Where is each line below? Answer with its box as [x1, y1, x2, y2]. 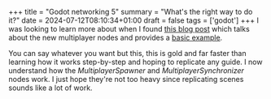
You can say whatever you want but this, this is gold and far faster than [8, 49, 247, 58]
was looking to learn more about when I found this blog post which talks [8, 24, 250, 33]
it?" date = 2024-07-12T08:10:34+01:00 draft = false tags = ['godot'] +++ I [8, 15, 259, 25]
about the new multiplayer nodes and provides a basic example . [8, 32, 223, 42]
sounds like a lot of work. [8, 83, 93, 93]
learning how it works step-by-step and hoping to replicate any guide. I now [8, 57, 263, 67]
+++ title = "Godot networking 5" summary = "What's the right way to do [8, 7, 253, 16]
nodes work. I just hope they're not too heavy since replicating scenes [8, 75, 244, 84]
